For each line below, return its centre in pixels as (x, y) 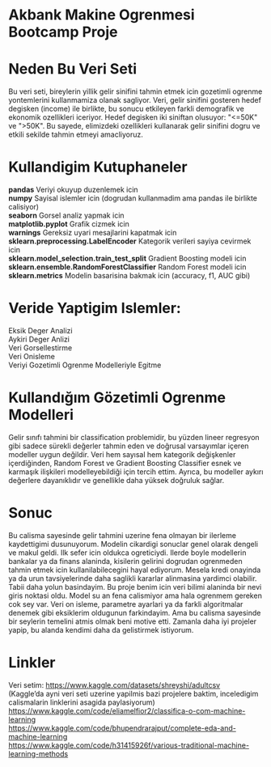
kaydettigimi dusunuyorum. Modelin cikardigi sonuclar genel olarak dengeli (133, 544)
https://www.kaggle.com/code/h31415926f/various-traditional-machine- (129, 745)
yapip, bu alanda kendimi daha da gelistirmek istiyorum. (101, 629)
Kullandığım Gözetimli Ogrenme (117, 398)
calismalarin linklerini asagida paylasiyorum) (82, 702)
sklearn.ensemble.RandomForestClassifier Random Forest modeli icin (127, 267)
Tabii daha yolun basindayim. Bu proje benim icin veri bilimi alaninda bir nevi (135, 587)
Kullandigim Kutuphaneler (98, 167)
